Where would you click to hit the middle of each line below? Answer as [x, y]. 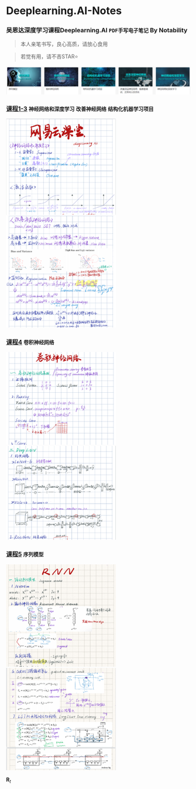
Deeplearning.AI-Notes [64, 11]
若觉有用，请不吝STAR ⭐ [49, 56]
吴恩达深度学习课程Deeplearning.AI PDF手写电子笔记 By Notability [97, 31]
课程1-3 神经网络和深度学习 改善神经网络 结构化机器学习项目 [80, 109]
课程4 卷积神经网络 [30, 342]
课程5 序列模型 [25, 554]
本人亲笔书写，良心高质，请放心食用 [64, 44]
